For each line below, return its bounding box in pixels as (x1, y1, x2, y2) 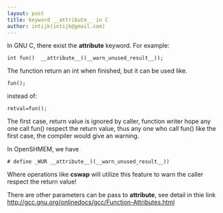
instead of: (7, 92, 38, 100)
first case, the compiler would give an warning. (7, 131, 140, 140)
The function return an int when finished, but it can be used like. (7, 66, 188, 75)
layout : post (7, 10, 44, 17)
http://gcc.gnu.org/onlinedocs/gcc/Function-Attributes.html (7, 198, 175, 206)
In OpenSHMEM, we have (7, 145, 79, 153)
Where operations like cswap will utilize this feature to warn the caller (7, 171, 204, 179)
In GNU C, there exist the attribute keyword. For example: (7, 42, 170, 50)
